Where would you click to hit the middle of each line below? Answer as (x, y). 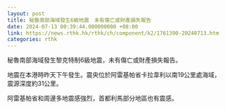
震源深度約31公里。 (35, 83)
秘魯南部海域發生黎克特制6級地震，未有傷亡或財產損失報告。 (95, 60)
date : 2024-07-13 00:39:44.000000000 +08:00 (73, 26)
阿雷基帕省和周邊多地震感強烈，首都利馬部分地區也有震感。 (92, 99)
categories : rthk (32, 40)
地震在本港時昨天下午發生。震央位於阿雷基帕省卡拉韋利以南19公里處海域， (114, 75)
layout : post (26, 14)
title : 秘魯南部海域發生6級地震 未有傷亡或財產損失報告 (79, 20)
